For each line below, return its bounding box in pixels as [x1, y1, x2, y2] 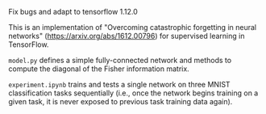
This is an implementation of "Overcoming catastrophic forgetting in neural [8, 23, 256, 32]
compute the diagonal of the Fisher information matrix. [8, 64, 189, 74]
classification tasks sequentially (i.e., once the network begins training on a [8, 88, 259, 98]
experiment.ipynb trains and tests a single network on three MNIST [8, 80, 231, 89]
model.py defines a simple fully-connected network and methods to [8, 56, 232, 65]
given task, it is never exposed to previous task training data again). [8, 97, 233, 106]
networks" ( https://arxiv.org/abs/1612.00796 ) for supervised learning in [8, 32, 245, 40]
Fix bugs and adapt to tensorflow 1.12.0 [8, 7, 139, 16]
